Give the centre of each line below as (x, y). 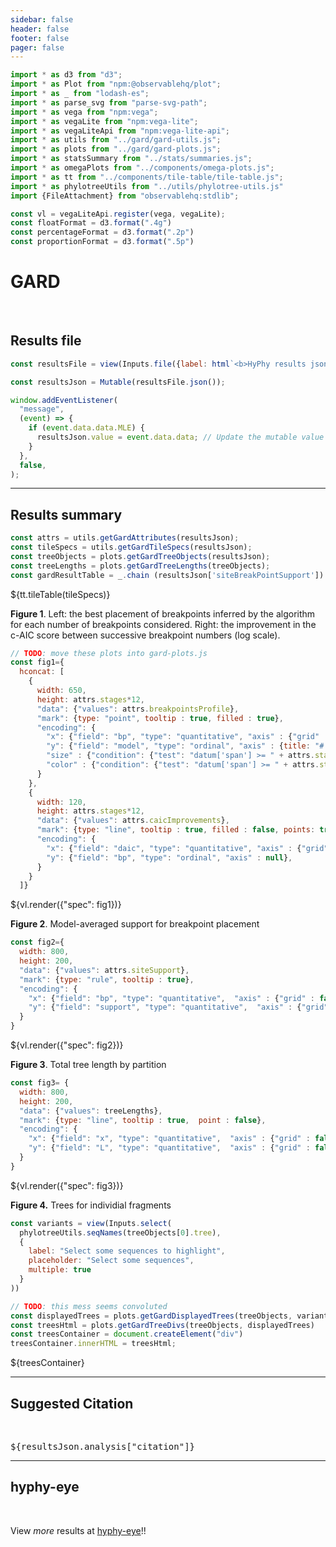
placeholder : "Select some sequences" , (111, 1261)
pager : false (37, 47)
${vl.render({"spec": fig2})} (67, 1045)
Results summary (66, 514)
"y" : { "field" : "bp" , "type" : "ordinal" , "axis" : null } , (169, 857)
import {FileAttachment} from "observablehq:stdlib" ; (125, 196)
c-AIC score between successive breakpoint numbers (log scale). (145, 635)
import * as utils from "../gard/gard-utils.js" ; (116, 140)
